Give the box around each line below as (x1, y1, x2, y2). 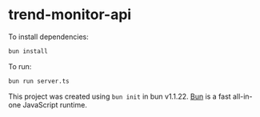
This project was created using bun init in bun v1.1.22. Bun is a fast (8, 92, 231, 101)
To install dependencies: (8, 32, 90, 41)
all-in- (232, 92, 254, 101)
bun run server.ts (8, 77, 70, 85)
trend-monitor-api (8, 6, 132, 24)
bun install (8, 47, 48, 55)
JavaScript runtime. (22, 99, 88, 109)
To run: (8, 61, 32, 71)
